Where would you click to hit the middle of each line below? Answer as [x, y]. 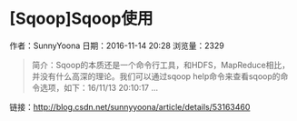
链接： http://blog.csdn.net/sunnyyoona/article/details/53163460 [130, 106]
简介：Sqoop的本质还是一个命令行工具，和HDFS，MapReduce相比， [161, 65]
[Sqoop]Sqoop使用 [81, 19]
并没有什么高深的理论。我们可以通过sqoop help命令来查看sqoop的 [156, 76]
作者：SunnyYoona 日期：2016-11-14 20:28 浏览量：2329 [117, 45]
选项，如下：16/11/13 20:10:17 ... [99, 87]
